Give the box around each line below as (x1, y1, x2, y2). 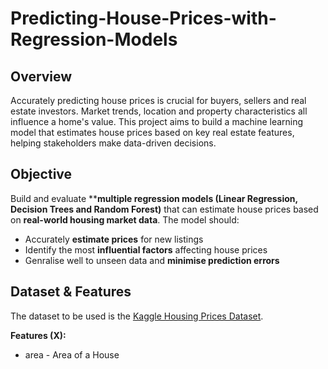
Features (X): (10, 329, 67, 341)
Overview (10, 68, 73, 85)
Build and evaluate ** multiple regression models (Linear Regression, (10, 192, 298, 204)
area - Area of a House (24, 348, 120, 361)
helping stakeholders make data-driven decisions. (10, 137, 217, 149)
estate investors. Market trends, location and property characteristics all (10, 105, 308, 117)
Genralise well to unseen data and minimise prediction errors (24, 254, 280, 266)
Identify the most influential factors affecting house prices (24, 243, 268, 256)
